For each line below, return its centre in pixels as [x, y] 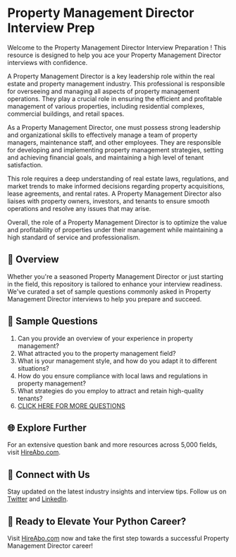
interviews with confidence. [48, 62]
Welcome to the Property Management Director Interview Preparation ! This [117, 47]
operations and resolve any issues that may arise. [79, 208]
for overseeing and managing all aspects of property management [104, 91]
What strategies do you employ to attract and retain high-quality [111, 390]
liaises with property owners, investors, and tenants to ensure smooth [108, 201]
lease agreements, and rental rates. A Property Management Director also [114, 193]
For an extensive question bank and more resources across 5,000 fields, [112, 445]
